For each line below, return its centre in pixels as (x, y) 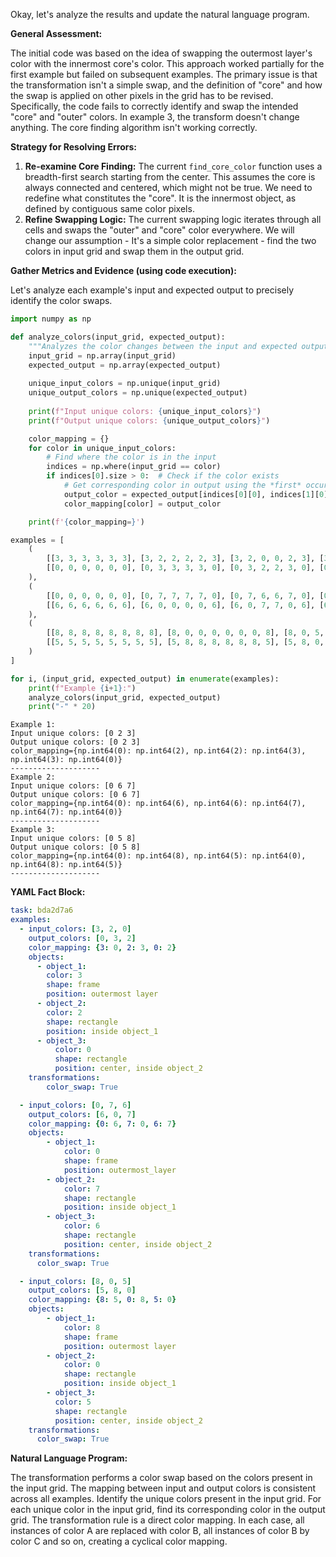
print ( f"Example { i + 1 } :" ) (82, 688)
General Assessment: (56, 33)
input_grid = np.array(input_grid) (102, 355)
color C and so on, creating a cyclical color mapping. (119, 1541)
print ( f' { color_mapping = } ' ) (86, 522)
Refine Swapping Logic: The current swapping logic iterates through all (173, 219)
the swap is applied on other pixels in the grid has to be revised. (142, 95)
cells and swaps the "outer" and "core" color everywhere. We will (159, 230)
